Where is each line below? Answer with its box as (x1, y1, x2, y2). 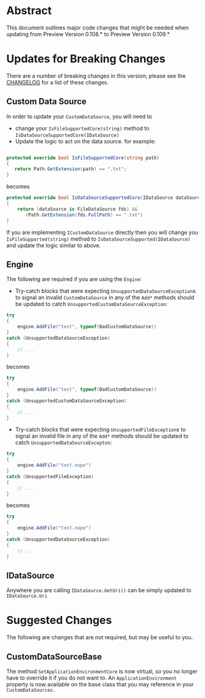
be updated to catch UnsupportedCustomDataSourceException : (15, 301, 168, 308)
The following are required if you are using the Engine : (6, 276, 142, 283)
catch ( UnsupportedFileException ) (6, 473, 95, 479)
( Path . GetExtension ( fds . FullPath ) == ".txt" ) (25, 212, 143, 218)
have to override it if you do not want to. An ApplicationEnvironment (6, 674, 177, 681)
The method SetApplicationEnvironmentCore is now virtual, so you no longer (6, 667, 198, 675)
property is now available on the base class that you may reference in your (6, 680, 194, 688)
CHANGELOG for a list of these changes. (6, 78, 109, 86)
